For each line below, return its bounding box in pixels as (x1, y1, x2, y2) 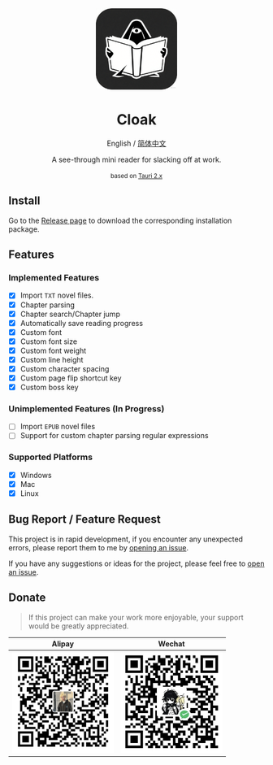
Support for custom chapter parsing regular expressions (19, 431, 209, 441)
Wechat (158, 639, 185, 649)
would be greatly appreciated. (28, 621, 129, 631)
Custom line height (19, 354, 84, 364)
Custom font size (19, 337, 78, 346)
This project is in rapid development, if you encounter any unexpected (8, 534, 244, 544)
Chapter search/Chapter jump (19, 309, 120, 319)
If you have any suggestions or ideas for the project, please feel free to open (8, 559, 265, 568)
